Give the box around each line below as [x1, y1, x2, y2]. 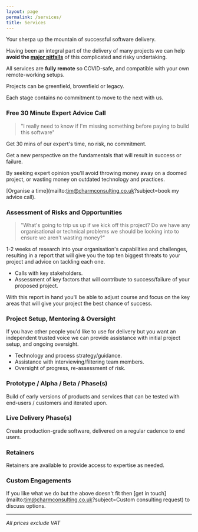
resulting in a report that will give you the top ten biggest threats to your [6, 252, 180, 259]
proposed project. [14, 282, 58, 289]
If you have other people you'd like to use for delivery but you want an [6, 328, 176, 335]
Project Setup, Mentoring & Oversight [6, 314, 116, 323]
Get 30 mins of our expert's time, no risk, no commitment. [6, 140, 147, 147]
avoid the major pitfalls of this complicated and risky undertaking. [6, 54, 167, 61]
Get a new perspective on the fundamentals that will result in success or [6, 151, 181, 158]
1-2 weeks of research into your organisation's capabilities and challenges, [6, 245, 187, 252]
